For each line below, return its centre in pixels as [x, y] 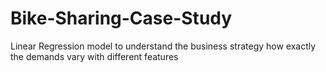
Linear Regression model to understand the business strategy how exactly [163, 46]
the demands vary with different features [94, 56]
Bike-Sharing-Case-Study [121, 18]
